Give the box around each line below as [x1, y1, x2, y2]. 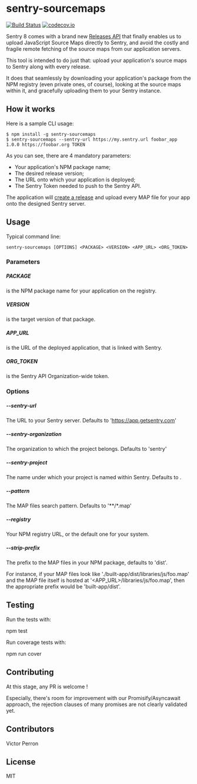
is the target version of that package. [6, 315, 96, 323]
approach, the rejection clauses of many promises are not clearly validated [6, 701, 187, 708]
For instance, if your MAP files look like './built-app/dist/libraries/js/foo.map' [6, 571, 189, 578]
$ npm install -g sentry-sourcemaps [6, 131, 96, 137]
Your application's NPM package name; [14, 163, 111, 170]
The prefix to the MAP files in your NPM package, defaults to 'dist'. [6, 559, 168, 566]
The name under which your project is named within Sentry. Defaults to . [6, 474, 182, 481]
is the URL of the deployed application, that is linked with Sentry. [6, 344, 163, 352]
